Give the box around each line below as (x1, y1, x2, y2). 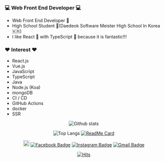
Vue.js (12, 63, 26, 69)
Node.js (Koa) (12, 84, 41, 90)
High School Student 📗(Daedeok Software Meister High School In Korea (12, 23, 160, 29)
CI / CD (12, 94, 28, 101)
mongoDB (12, 89, 33, 95)
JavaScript (12, 68, 35, 74)
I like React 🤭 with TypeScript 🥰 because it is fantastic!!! (12, 34, 127, 40)
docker (12, 105, 27, 111)
